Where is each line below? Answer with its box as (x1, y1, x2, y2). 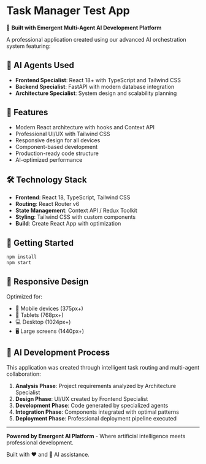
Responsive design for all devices (15, 136, 101, 144)
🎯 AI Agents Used (6, 60, 75, 70)
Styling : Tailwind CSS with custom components (15, 213, 136, 221)
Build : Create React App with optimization (15, 220, 121, 227)
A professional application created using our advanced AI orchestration (6, 36, 187, 43)
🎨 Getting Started (6, 237, 74, 248)
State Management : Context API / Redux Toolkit (15, 207, 138, 215)
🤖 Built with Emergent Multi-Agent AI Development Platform (6, 24, 162, 31)
